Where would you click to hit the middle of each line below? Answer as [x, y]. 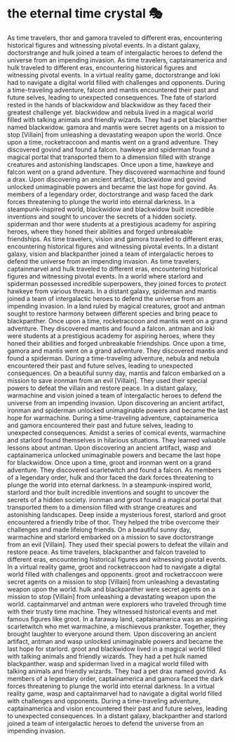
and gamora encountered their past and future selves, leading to [100, 425]
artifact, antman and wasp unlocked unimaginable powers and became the [115, 641]
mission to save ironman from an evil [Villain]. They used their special [108, 380]
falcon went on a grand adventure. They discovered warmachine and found [116, 172]
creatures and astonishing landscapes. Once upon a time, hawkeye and [110, 164]
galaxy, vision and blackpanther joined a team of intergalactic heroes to [110, 254]
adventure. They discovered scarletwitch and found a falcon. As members [114, 470]
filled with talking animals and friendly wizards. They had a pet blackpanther [117, 119]
